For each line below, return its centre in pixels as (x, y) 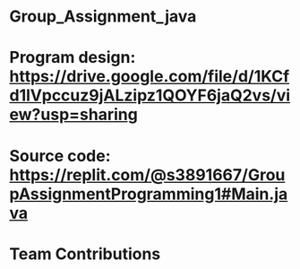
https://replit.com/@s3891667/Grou (147, 174)
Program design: (73, 58)
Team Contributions (85, 254)
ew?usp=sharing (74, 115)
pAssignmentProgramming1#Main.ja (149, 194)
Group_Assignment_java (103, 17)
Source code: (60, 156)
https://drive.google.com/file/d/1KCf (150, 77)
